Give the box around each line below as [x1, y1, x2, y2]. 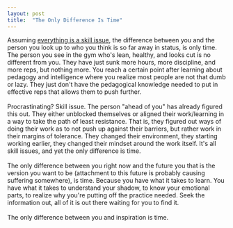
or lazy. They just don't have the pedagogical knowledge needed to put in [7, 80, 218, 88]
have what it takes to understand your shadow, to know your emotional [7, 184, 210, 192]
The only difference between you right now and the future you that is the [7, 161, 216, 170]
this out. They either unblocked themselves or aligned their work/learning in [7, 109, 225, 118]
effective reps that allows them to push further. [7, 88, 142, 96]
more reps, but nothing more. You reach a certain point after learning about [7, 65, 223, 74]
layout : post [7, 10, 45, 17]
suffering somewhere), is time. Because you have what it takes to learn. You [7, 176, 225, 184]
